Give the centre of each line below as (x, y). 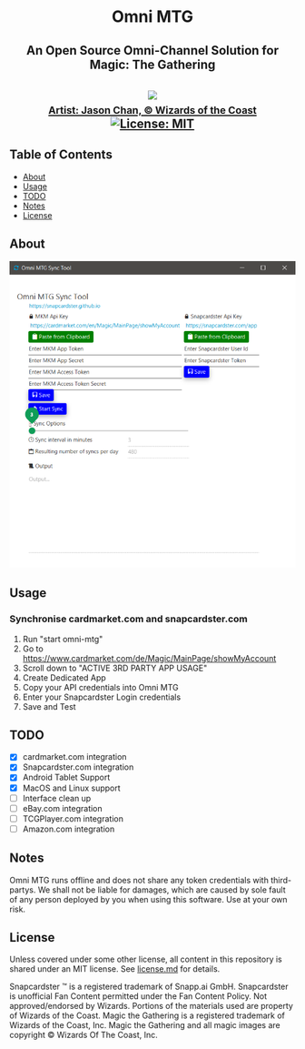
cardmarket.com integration (74, 757)
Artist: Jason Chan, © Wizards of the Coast (152, 110)
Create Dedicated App (64, 677)
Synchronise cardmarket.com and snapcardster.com (128, 619)
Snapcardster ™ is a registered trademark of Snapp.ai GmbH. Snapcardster (149, 987)
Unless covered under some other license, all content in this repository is (146, 959)
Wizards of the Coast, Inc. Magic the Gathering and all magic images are (145, 1025)
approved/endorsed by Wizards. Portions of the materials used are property (151, 1006)
